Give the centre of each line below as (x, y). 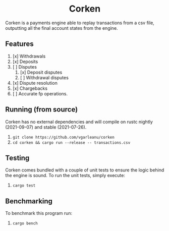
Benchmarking (29, 201)
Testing (17, 158)
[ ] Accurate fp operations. (40, 93)
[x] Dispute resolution (35, 83)
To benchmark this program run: (39, 213)
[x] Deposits (25, 62)
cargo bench (25, 223)
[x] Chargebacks (30, 88)
